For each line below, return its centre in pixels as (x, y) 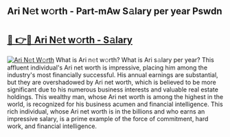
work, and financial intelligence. (52, 126)
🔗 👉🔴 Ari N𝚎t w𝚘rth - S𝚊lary (70, 40)
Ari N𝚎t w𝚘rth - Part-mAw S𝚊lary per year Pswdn (115, 11)
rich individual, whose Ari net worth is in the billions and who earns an (106, 112)
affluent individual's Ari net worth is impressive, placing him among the (107, 67)
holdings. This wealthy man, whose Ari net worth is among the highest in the (115, 97)
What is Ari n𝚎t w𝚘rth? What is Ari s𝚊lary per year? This (135, 60)
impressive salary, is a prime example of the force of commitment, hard (108, 119)
